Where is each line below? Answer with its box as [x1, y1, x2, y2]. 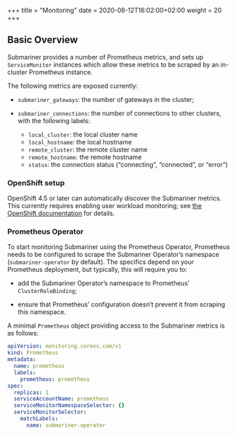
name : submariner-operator [25, 421, 106, 429]
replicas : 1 [13, 389, 50, 396]
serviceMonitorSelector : [13, 408, 87, 416]
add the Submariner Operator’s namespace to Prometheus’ [17, 279, 190, 287]
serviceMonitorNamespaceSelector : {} [13, 402, 125, 409]
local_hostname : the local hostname [28, 137, 132, 146]
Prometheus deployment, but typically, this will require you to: [7, 265, 187, 274]
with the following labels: [17, 116, 91, 125]
